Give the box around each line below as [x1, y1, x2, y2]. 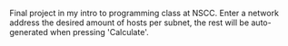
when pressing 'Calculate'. [49, 27, 149, 37]
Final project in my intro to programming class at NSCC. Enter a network [9, 8, 280, 18]
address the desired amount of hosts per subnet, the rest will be [9, 17, 250, 28]
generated [9, 27, 48, 37]
